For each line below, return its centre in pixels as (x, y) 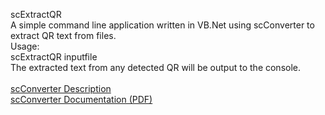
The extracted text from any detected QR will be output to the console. (156, 67)
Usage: (25, 46)
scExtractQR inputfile (54, 57)
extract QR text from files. (63, 35)
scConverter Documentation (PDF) (81, 99)
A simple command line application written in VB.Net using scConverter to (162, 25)
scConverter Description (61, 88)
